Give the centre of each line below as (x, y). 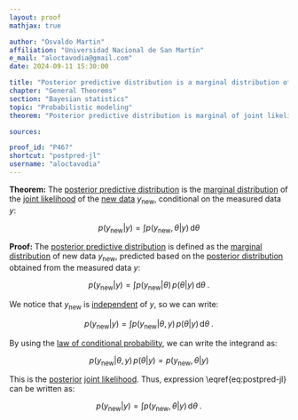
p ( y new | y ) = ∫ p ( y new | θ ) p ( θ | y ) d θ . (149, 286)
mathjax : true (35, 26)
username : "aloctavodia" (55, 164)
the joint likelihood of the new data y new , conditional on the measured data (145, 199)
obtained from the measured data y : (75, 268)
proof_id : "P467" (41, 147)
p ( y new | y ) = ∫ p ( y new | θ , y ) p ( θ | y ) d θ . (149, 325)
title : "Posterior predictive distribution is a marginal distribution (144, 83)
